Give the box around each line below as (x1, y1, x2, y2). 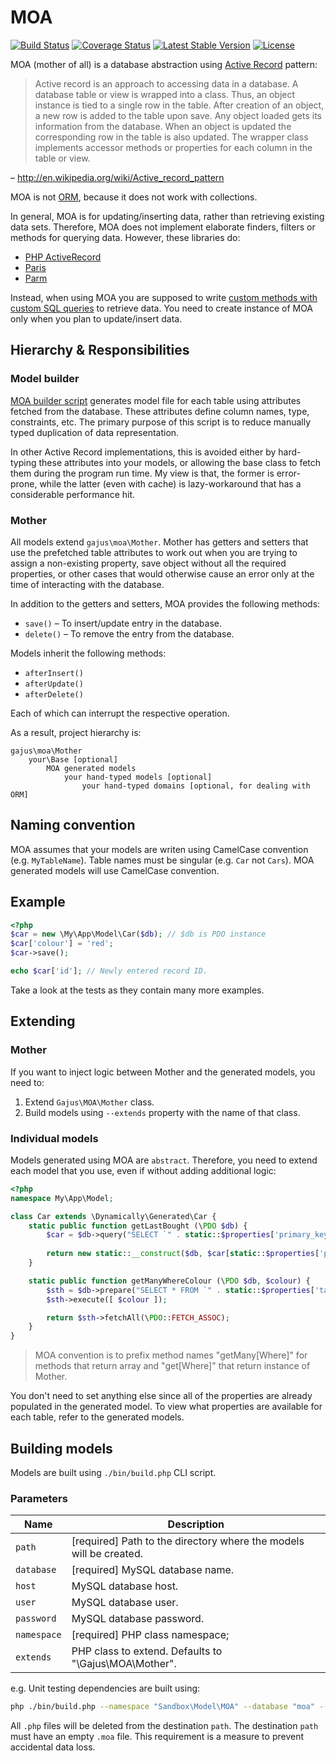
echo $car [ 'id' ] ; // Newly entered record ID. (10, 966, 208, 976)
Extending (10, 1013, 76, 1030)
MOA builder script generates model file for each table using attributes (10, 394, 302, 406)
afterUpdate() (24, 679, 84, 689)
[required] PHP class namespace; (71, 1628, 230, 1642)
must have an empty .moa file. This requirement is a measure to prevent (10, 1731, 305, 1743)
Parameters (10, 1491, 68, 1505)
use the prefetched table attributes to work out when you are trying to (10, 546, 298, 558)
